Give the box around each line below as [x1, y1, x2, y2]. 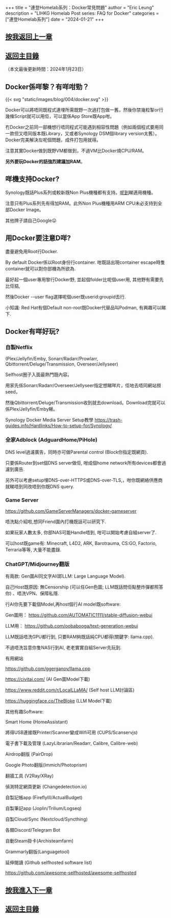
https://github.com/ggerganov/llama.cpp [5, 665, 91, 672]
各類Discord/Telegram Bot [5, 827, 60, 833]
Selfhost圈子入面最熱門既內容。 [5, 371, 72, 378]
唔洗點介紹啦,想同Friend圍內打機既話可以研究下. [5, 518, 106, 525]
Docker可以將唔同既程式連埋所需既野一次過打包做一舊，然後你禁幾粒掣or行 [5, 107, 163, 113]
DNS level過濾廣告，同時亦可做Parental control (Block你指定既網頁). [5, 449, 148, 455]
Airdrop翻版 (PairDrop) [5, 751, 53, 757]
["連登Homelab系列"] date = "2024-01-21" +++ [5, 16, 105, 22]
